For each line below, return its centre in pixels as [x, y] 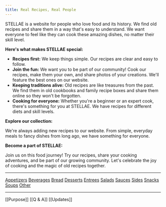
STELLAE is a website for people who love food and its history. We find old [81, 24]
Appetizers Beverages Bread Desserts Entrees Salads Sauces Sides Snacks [82, 180]
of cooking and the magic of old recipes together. [56, 165]
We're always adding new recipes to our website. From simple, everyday [79, 130]
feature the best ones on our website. [50, 80]
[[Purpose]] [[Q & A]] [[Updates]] [39, 199]
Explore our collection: [29, 121]
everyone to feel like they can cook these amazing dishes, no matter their [80, 34]
